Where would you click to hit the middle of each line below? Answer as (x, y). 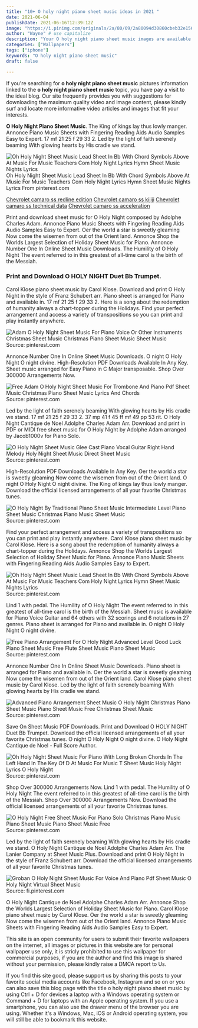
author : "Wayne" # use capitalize (49, 34)
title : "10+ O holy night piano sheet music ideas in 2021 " (83, 12)
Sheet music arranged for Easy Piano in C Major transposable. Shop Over (95, 369)
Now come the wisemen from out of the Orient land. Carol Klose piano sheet (99, 678)
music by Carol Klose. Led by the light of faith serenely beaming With (90, 685)
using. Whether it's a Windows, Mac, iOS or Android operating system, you (97, 1013)
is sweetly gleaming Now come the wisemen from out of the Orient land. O (97, 478)
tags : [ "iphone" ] (27, 50)
